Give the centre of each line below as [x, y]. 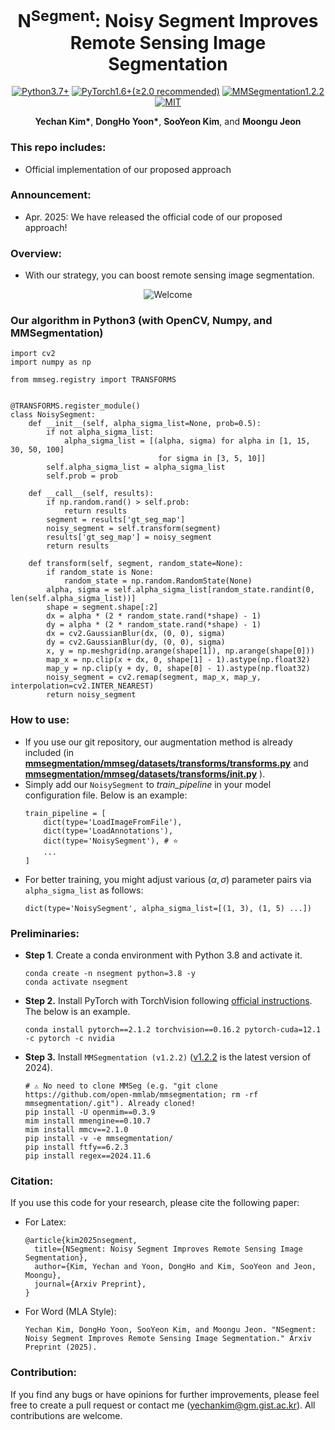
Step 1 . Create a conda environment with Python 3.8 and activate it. [163, 955]
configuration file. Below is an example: [106, 795]
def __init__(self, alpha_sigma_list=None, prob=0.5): [145, 424]
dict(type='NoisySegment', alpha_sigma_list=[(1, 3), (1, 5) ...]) [168, 908]
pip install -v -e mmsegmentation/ [99, 1139]
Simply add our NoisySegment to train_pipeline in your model [148, 784]
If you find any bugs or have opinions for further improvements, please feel [165, 1394]
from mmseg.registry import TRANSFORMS [93, 380]
